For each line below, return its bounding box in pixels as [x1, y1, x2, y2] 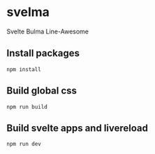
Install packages [6, 47, 80, 59]
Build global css [6, 85, 77, 97]
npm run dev [6, 141, 41, 148]
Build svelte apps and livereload [6, 122, 148, 134]
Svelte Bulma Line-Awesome [6, 27, 89, 36]
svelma [6, 4, 50, 20]
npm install [6, 66, 41, 73]
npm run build [6, 103, 48, 110]
